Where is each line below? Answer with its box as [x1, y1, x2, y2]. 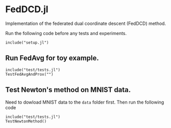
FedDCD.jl [5, 4, 48, 15]
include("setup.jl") [5, 40, 50, 45]
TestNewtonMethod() [5, 118, 47, 124]
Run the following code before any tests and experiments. [5, 30, 127, 36]
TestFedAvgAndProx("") [5, 72, 54, 77]
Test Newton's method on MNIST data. [5, 85, 131, 94]
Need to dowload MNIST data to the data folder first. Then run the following [5, 99, 164, 105]
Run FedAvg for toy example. [5, 54, 100, 62]
